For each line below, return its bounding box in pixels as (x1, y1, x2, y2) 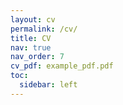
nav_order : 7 (10, 52, 65, 62)
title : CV (10, 33, 52, 43)
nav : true (10, 42, 52, 53)
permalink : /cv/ (10, 24, 78, 34)
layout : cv (10, 14, 56, 25)
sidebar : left (19, 80, 78, 90)
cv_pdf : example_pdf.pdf (10, 61, 114, 71)
